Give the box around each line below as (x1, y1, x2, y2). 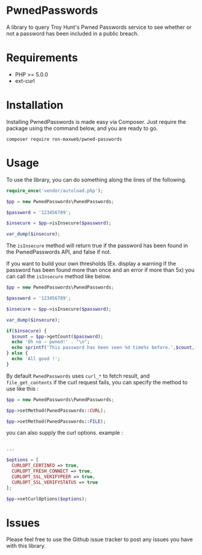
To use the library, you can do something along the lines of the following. (6, 176, 187, 183)
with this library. (6, 542, 46, 550)
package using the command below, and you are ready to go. (6, 124, 158, 132)
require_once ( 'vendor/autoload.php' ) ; (6, 188, 103, 194)
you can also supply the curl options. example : (6, 429, 123, 437)
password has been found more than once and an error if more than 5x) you (6, 266, 195, 274)
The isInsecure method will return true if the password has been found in (6, 242, 188, 250)
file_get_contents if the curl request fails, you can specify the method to (6, 378, 188, 385)
